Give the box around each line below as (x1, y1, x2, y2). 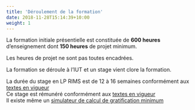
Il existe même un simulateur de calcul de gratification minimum (6, 97, 164, 104)
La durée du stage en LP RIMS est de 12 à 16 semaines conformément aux (6, 78, 190, 85)
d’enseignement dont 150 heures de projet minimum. (6, 43, 137, 50)
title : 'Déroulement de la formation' (6, 8, 103, 15)
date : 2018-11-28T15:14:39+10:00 (6, 14, 90, 20)
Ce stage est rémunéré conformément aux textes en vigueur (6, 91, 156, 98)
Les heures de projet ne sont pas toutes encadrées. (6, 55, 134, 62)
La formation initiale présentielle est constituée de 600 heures (6, 37, 161, 44)
